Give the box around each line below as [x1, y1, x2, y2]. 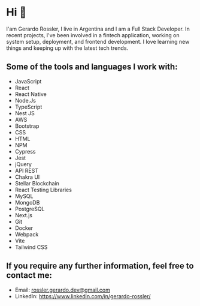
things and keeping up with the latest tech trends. [6, 44, 129, 52]
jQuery [14, 160, 32, 167]
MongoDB [14, 199, 40, 206]
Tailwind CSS [14, 243, 48, 251]
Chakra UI [14, 173, 40, 181]
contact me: [6, 270, 53, 281]
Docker [14, 224, 34, 232]
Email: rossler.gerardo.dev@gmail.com [14, 286, 111, 293]
